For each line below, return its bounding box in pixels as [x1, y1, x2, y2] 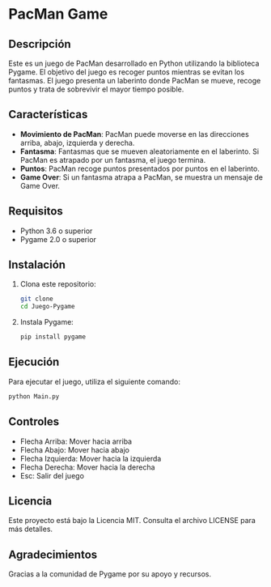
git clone [19, 295, 54, 304]
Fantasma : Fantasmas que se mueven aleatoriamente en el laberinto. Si [19, 147, 260, 156]
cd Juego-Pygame [19, 303, 75, 311]
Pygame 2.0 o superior [19, 234, 97, 244]
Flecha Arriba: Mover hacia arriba [19, 436, 132, 446]
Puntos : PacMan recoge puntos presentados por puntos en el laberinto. [19, 164, 260, 173]
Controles [8, 415, 60, 429]
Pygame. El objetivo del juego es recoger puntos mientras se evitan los [8, 67, 245, 77]
